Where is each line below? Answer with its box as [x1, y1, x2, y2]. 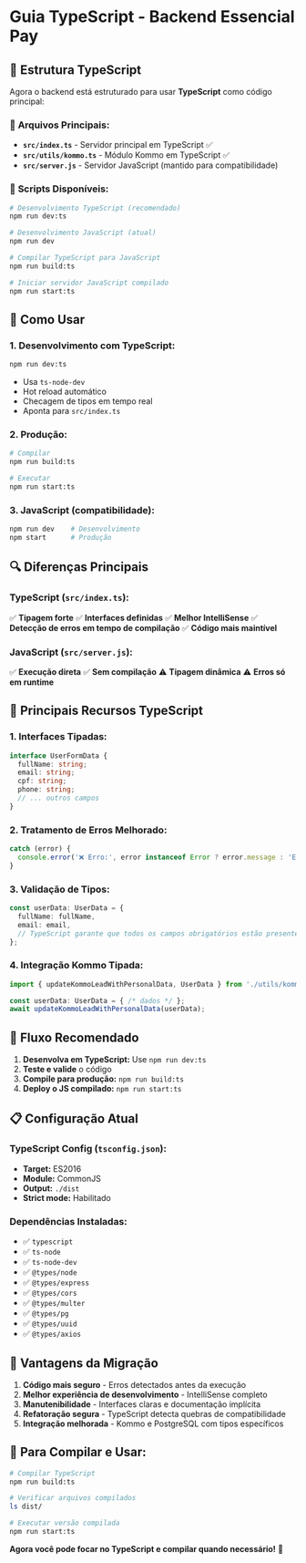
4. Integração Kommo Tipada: [9, 959, 144, 972]
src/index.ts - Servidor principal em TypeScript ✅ [22, 140, 213, 150]
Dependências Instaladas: [9, 1215, 127, 1227]
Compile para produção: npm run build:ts [22, 1073, 185, 1084]
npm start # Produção [9, 533, 112, 543]
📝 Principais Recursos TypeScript [9, 703, 203, 719]
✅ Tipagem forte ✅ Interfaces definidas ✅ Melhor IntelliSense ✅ [9, 612, 259, 623]
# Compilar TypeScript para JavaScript [9, 254, 161, 263]
